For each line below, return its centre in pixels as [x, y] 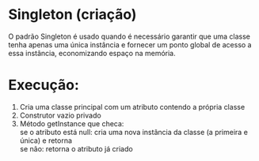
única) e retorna [46, 140]
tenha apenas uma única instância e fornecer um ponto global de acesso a [130, 44]
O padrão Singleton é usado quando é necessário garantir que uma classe [129, 36]
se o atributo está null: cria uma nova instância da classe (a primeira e [133, 132]
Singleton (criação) [72, 15]
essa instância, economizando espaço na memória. [92, 53]
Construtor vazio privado [60, 115]
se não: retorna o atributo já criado [76, 148]
